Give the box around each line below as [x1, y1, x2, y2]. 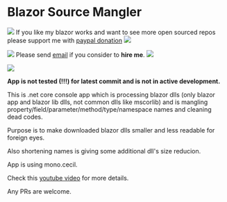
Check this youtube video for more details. [7, 174, 129, 182]
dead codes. [7, 112, 43, 121]
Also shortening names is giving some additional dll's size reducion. [7, 146, 201, 155]
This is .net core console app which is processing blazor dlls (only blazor [7, 90, 215, 99]
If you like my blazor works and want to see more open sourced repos [15, 28, 216, 36]
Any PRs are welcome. [7, 187, 72, 195]
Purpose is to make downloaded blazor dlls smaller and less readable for [7, 126, 215, 134]
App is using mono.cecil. [7, 160, 78, 169]
